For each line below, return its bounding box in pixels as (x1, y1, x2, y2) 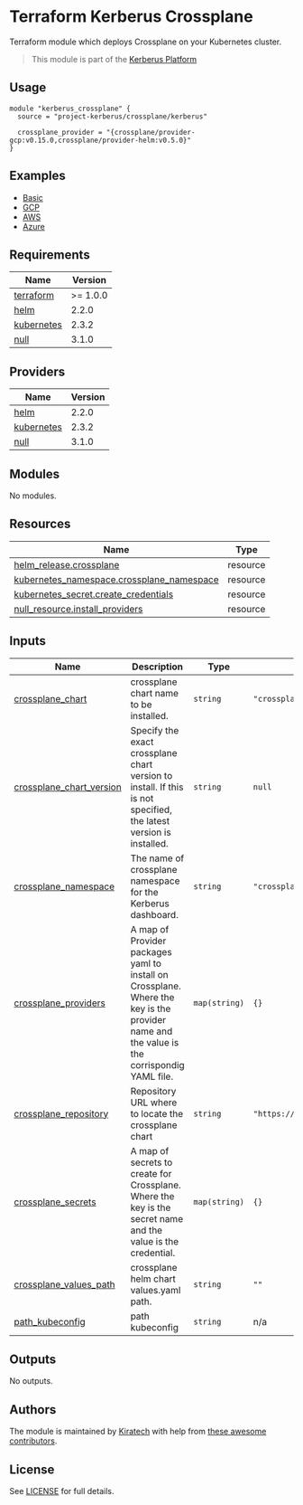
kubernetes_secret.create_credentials (14, 588, 174, 601)
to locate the (130, 1107, 184, 1120)
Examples (9, 168, 66, 184)
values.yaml (130, 1283, 181, 1296)
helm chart (130, 1273, 176, 1285)
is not (130, 791, 154, 804)
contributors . (9, 1435, 58, 1446)
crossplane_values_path (14, 1278, 115, 1291)
